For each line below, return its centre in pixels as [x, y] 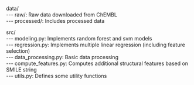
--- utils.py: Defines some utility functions [57, 76]
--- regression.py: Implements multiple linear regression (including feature [96, 45]
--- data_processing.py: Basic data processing [62, 57]
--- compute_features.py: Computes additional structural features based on [97, 63]
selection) [18, 51]
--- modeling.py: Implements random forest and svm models [79, 38]
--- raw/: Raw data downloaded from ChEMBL [62, 15]
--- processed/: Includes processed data [55, 21]
